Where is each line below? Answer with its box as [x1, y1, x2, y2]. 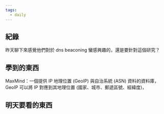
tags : [5, 7, 17, 13]
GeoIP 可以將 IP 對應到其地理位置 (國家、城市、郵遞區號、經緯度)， [5, 84, 147, 90]
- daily [10, 12, 27, 17]
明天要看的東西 [5, 101, 53, 109]
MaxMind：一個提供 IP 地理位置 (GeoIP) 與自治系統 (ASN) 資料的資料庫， [5, 78, 159, 84]
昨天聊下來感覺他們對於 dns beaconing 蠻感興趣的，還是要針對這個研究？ [5, 47, 160, 53]
